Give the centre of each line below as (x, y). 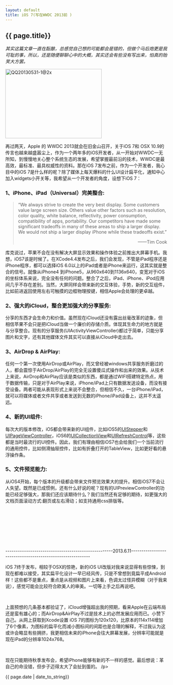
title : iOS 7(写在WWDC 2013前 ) (39, 15)
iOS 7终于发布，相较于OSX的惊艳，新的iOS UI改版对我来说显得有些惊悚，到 (85, 567)
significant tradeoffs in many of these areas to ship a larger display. (89, 226)
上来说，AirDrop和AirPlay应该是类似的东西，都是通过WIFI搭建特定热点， (82, 377)
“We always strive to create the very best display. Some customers (89, 205)
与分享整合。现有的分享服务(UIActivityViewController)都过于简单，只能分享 (85, 330)
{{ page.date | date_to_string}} (37, 677)
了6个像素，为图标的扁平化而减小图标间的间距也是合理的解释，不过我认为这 (85, 626)
